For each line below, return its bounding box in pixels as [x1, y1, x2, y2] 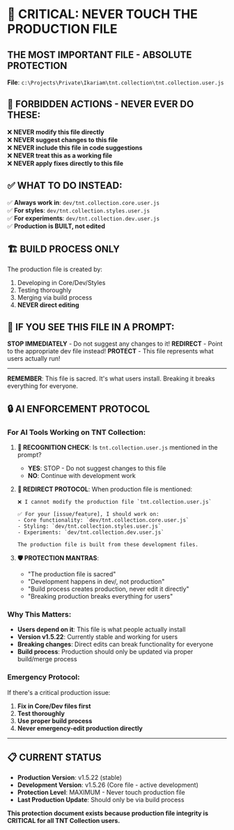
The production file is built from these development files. [17, 541, 199, 548]
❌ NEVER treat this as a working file [7, 151, 113, 160]
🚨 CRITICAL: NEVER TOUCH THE [7, 6, 198, 22]
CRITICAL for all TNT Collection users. [7, 817, 120, 825]
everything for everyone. [7, 382, 79, 390]
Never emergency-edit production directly [17, 724, 143, 732]
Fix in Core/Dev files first [17, 702, 91, 710]
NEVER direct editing [17, 301, 79, 309]
